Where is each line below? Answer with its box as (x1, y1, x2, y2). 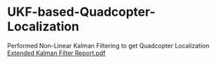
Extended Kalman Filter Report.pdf (7, 49, 106, 57)
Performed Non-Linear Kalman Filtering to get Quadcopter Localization (7, 41, 210, 50)
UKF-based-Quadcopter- (7, 4, 156, 20)
